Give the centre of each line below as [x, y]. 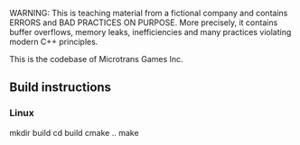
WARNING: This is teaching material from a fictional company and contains [149, 13]
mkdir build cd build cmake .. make [74, 132]
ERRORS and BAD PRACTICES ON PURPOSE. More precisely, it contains [144, 23]
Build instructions [60, 88]
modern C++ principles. [54, 41]
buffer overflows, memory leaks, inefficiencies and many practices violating [150, 32]
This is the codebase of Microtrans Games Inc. [96, 59]
